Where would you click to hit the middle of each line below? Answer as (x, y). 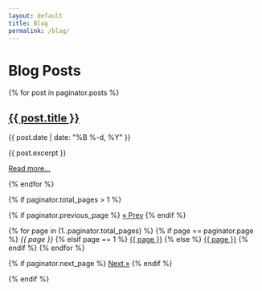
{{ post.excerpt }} (37, 153)
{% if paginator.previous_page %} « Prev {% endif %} (97, 215)
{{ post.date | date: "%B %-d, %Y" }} (70, 137)
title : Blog (28, 23)
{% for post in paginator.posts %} (64, 92)
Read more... (29, 169)
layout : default (35, 16)
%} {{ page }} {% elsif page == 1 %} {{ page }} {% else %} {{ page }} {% (129, 240)
